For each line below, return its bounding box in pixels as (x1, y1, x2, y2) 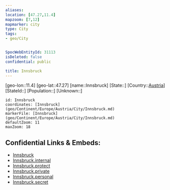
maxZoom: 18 (5, 125, 31, 130)
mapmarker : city (5, 21, 40, 27)
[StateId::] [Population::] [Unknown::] (5, 88, 82, 94)
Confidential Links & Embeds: (5, 138, 101, 147)
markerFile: (5, 111, 31, 116)
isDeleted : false (5, 54, 42, 59)
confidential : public (5, 59, 51, 64)
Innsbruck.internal (12, 157, 51, 163)
